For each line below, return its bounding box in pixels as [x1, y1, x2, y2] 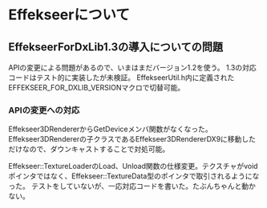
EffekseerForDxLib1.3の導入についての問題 [8, 40, 223, 54]
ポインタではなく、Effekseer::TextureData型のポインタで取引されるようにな [8, 171, 260, 181]
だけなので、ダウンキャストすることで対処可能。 [8, 144, 170, 154]
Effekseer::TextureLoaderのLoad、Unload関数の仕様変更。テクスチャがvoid [8, 162, 258, 171]
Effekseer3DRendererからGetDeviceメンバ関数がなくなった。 [8, 124, 212, 134]
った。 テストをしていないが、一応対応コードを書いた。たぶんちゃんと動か [8, 182, 257, 191]
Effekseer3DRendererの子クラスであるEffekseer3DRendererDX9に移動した [8, 134, 257, 144]
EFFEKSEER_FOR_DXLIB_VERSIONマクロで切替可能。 [8, 83, 185, 92]
